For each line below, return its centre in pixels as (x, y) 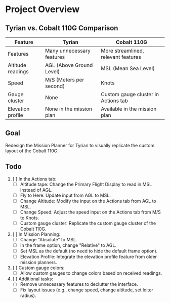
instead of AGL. (36, 190)
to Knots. (30, 218)
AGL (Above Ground (69, 65)
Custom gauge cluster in (130, 94)
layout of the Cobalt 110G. (32, 151)
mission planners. (38, 263)
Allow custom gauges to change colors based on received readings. (91, 273)
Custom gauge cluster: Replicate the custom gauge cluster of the (88, 223)
